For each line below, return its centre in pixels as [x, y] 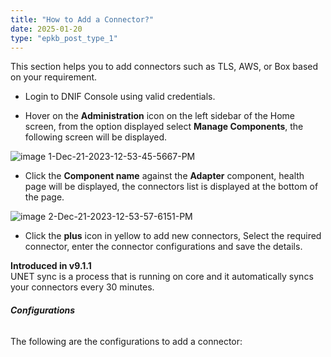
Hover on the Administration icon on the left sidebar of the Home [159, 116]
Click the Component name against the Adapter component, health [164, 176]
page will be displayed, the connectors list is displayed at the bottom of [171, 187]
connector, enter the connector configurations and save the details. [163, 247]
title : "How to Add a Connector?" [82, 19]
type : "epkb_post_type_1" [64, 38]
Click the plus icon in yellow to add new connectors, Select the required [173, 236]
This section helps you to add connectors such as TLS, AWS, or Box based [164, 67]
